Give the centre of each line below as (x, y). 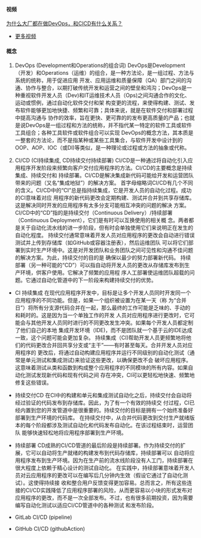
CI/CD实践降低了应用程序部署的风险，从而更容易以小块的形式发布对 (109, 490)
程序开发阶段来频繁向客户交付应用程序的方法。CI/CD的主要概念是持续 (106, 168)
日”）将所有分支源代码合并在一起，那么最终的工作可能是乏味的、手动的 (102, 308)
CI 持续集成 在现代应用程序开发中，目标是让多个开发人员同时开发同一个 (103, 293)
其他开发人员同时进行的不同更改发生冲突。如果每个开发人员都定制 (112, 323)
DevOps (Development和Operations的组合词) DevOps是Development (100, 65)
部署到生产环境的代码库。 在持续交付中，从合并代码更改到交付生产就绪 (102, 418)
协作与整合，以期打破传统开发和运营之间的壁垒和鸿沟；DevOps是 (106, 88)
